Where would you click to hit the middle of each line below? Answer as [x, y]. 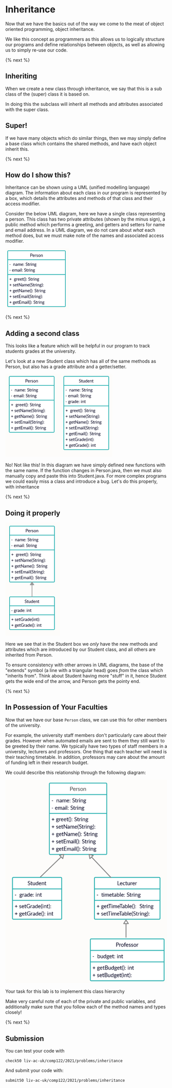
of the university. [23, 725]
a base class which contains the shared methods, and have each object [81, 143]
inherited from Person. [29, 655]
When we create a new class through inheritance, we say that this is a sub [84, 88]
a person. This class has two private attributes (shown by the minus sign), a [85, 219]
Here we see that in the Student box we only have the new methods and [81, 644]
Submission [25, 1038]
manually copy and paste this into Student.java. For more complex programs [86, 476]
